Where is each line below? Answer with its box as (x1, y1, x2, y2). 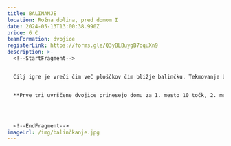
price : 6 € (7, 29, 38, 36)
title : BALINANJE (7, 10, 57, 17)
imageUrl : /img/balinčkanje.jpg (7, 129, 100, 136)
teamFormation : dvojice (7, 36, 76, 43)
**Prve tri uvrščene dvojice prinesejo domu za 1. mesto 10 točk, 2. (13, 92, 217, 98)
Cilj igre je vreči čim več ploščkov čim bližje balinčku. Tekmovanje (13, 73, 220, 80)
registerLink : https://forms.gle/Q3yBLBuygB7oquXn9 (7, 42, 158, 49)
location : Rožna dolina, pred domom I (7, 17, 118, 23)
